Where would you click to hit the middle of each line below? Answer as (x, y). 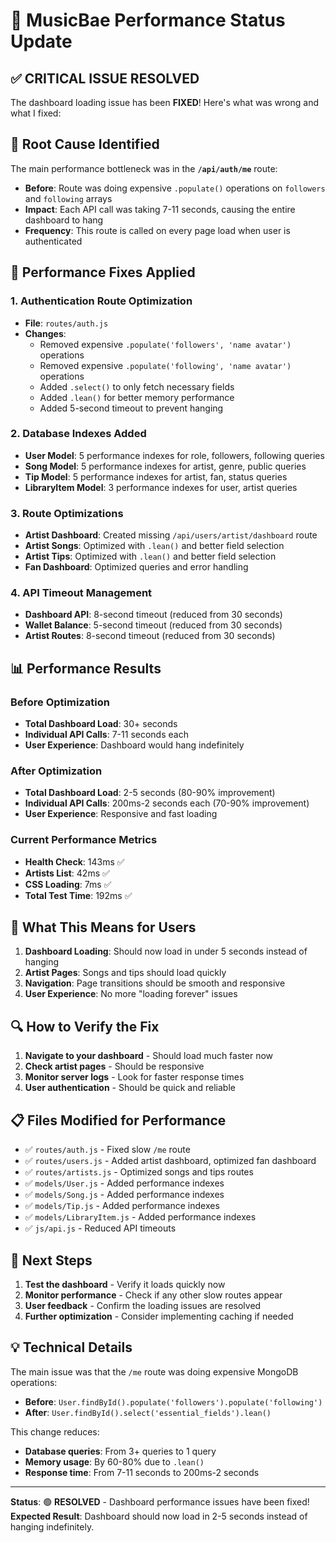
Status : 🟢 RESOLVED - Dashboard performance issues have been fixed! (160, 1501)
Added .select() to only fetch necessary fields (137, 386)
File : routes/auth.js (66, 323)
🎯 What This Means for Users (103, 927)
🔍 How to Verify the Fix (85, 1026)
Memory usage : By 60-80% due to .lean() (114, 1461)
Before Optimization (60, 702)
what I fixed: (36, 113)
